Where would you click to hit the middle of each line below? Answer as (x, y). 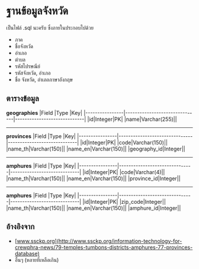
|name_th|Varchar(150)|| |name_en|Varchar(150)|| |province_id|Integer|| (93, 178)
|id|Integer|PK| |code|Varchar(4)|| (124, 172)
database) (27, 254)
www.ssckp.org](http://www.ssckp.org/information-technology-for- (99, 241)
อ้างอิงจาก (20, 227)
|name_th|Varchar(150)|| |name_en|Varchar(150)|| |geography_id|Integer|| (96, 149)
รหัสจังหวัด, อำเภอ (33, 73)
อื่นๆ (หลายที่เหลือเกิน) (37, 260)
